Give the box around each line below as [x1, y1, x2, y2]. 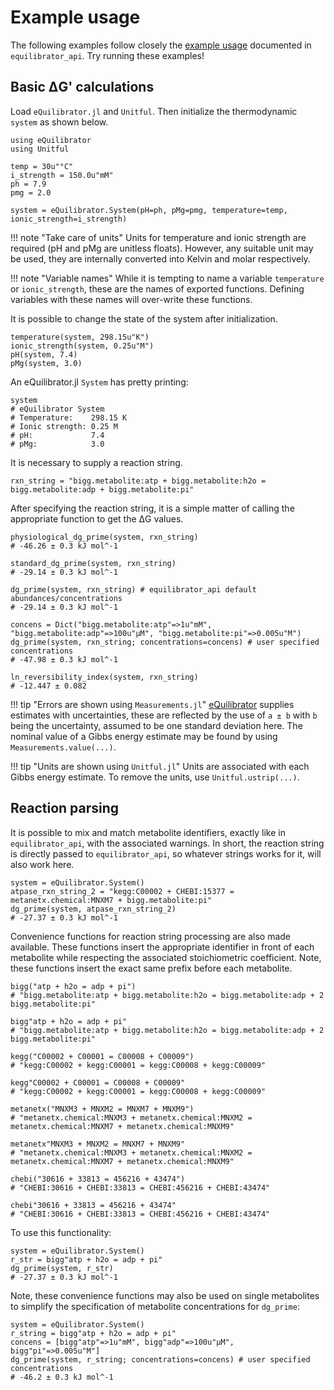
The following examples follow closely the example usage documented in [10, 39, 312, 51]
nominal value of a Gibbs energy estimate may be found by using [10, 730, 278, 742]
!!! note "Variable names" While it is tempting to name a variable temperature [10, 272, 325, 284]
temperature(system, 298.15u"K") [10, 332, 150, 342]
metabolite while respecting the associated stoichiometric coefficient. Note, [10, 951, 322, 963]
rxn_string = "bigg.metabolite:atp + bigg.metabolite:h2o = [10, 476, 267, 486]
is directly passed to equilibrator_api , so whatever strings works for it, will [10, 847, 322, 860]
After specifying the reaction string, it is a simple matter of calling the [10, 502, 295, 514]
